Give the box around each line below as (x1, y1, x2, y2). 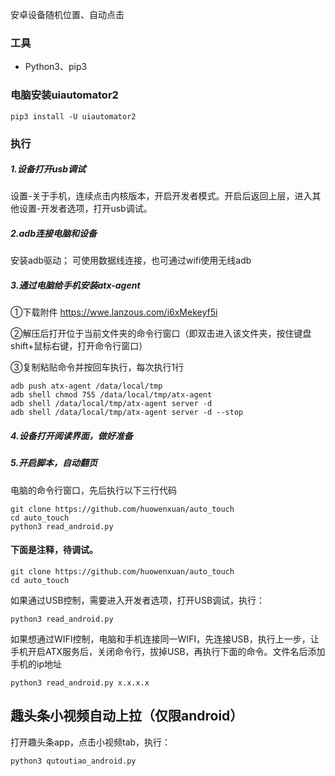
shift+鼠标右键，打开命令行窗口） (10, 340, 148, 352)
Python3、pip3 (24, 61, 88, 73)
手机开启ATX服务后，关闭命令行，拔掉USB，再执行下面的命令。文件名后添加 (10, 645, 326, 657)
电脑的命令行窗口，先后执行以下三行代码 (10, 484, 177, 496)
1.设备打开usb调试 (10, 163, 87, 175)
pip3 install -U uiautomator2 (10, 111, 137, 122)
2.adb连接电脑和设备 (10, 228, 97, 240)
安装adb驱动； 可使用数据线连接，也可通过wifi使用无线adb (10, 254, 252, 267)
